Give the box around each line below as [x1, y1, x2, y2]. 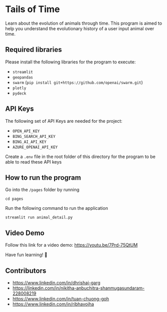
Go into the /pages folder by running [5, 187, 80, 193]
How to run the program [5, 173, 81, 182]
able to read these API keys [5, 159, 62, 165]
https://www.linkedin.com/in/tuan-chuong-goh [12, 296, 109, 301]
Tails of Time [5, 4, 60, 15]
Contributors [5, 266, 47, 275]
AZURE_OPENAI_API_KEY [12, 144, 58, 149]
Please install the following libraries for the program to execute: [5, 59, 136, 65]
